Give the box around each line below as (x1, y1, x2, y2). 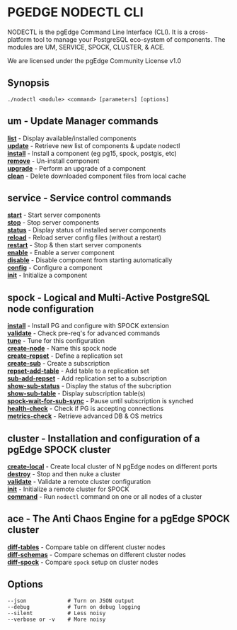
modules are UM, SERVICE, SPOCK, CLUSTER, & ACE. (7, 43, 165, 51)
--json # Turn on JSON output (7, 597, 134, 604)
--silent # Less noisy (7, 609, 106, 617)
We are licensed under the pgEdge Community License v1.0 (7, 56, 182, 64)
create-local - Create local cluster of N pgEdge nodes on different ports (7, 462, 218, 471)
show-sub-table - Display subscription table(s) (7, 389, 146, 398)
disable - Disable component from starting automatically (7, 256, 173, 264)
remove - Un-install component (7, 157, 100, 165)
